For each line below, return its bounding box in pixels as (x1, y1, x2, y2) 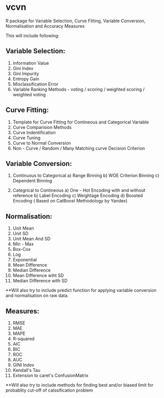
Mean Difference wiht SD (12, 273, 64, 279)
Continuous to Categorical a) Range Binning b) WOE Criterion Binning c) (12, 172, 160, 179)
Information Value (12, 60, 49, 66)
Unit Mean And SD (12, 236, 51, 242)
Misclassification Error (12, 81, 59, 87)
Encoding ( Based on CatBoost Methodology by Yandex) (12, 198, 128, 204)
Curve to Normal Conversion (12, 140, 71, 146)
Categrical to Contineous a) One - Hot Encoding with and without (12, 187, 146, 194)
